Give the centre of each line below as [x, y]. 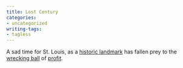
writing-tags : [24, 29]
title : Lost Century [33, 12]
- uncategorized [27, 23]
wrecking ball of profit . [35, 58]
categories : [21, 18]
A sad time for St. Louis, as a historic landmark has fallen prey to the [92, 52]
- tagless [19, 35]
